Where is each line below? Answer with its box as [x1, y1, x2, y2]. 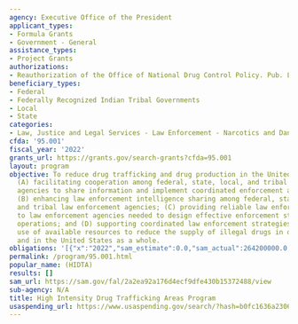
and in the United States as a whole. [17, 236, 161, 245]
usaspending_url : [9, 302, 74, 311]
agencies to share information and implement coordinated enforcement [17, 186, 284, 195]
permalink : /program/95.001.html [9, 252, 133, 262]
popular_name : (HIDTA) [9, 261, 93, 270]
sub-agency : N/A [9, 285, 69, 294]
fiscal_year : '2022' [9, 145, 86, 154]
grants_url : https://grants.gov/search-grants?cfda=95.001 [9, 153, 232, 162]
